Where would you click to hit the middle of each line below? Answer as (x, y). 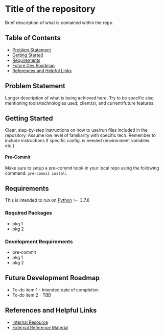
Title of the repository (50, 9)
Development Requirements (39, 241)
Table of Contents (33, 38)
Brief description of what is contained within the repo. (59, 23)
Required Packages (29, 213)
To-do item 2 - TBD (32, 295)
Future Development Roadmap (52, 278)
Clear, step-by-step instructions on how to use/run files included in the (76, 130)
